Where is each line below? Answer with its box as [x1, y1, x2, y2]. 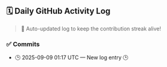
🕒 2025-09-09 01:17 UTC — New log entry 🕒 [14, 54, 129, 61]
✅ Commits [6, 39, 40, 48]
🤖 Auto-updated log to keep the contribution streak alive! [20, 25, 162, 32]
